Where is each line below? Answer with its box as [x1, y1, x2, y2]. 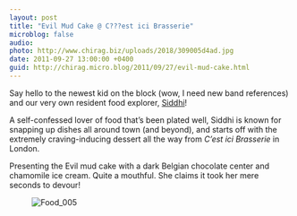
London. [9, 143, 40, 153]
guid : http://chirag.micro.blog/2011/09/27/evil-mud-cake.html [9, 64, 250, 73]
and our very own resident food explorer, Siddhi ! [9, 97, 188, 108]
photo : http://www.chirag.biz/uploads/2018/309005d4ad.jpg [9, 47, 234, 56]
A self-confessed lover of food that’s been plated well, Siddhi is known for [9, 114, 282, 125]
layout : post [9, 13, 58, 22]
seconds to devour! [9, 179, 81, 190]
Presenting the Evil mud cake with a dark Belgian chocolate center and [9, 160, 270, 171]
